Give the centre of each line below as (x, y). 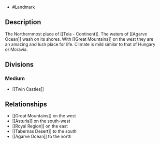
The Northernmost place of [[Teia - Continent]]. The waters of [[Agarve (76, 34)
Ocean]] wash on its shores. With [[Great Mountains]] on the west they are (79, 39)
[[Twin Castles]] (28, 89)
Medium (15, 79)
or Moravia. (16, 49)
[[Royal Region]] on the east (40, 126)
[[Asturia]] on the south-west (41, 121)
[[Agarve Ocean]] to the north (42, 136)
